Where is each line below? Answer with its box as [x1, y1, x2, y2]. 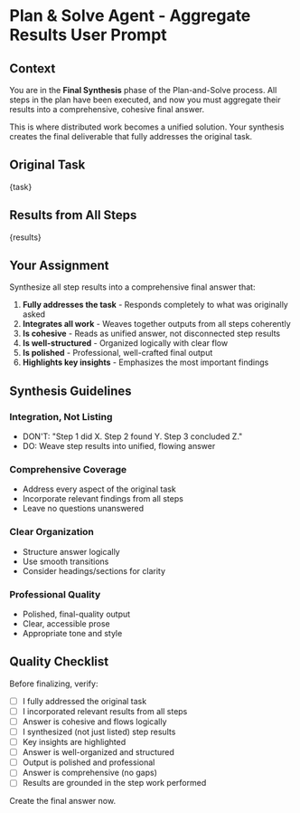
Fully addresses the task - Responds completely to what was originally [22, 300, 289, 311]
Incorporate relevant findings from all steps [22, 493, 183, 504]
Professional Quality [9, 588, 101, 600]
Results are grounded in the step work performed [22, 778, 207, 789]
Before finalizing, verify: [9, 678, 98, 689]
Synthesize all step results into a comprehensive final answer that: [9, 282, 256, 292]
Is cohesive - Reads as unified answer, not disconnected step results [22, 328, 281, 340]
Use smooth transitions [22, 556, 109, 567]
